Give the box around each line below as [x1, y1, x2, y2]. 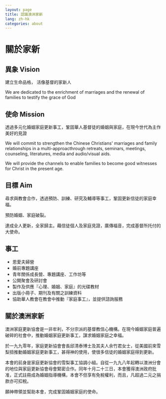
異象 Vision [5, 65, 40, 73]
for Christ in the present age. [5, 166, 64, 171]
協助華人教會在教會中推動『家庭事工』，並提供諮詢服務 [12, 296, 123, 302]
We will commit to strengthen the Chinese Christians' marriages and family [5, 140, 157, 146]
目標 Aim [5, 181, 33, 190]
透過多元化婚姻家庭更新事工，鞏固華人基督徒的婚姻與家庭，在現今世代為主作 [5, 124, 161, 130]
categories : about [5, 21, 43, 26]
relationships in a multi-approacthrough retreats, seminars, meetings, [5, 146, 146, 152]
